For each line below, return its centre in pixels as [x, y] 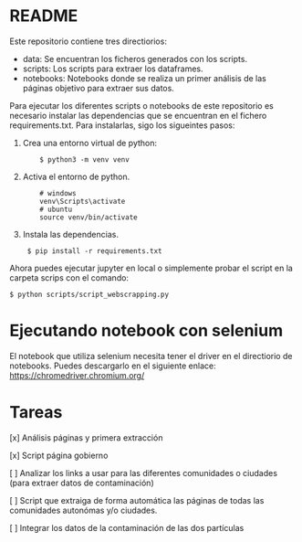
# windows [58, 193]
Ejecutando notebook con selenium [146, 331]
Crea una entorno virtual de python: [90, 143]
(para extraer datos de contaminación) [82, 483]
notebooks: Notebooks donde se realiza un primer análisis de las [144, 78]
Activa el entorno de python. [76, 176]
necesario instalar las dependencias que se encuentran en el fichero [138, 115]
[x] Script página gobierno [59, 455]
